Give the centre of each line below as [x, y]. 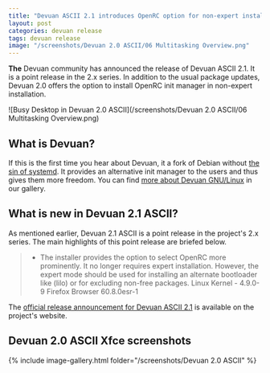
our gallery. [27, 188]
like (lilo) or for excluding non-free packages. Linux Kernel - [139, 283]
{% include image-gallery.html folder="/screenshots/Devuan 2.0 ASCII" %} [133, 360]
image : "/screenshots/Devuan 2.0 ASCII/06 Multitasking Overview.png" [129, 46]
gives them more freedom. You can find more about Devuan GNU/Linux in [130, 180]
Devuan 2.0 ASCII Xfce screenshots [100, 341]
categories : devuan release [55, 31]
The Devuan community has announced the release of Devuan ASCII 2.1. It [132, 68]
